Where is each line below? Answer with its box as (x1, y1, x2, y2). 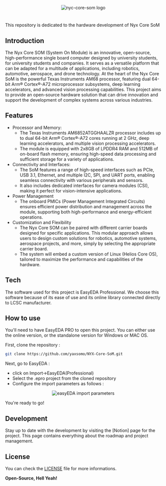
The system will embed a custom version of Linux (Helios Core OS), (19, 251, 158, 257)
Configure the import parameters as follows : (12, 381, 104, 387)
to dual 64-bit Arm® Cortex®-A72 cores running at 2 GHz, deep (19, 135, 150, 141)
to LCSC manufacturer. (5, 300, 52, 305)
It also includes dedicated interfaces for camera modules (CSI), (19, 182, 149, 188)
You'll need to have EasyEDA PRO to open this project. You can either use (5, 327, 156, 333)
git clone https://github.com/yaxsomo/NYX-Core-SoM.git (5, 352, 123, 357)
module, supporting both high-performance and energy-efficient (19, 209, 152, 215)
